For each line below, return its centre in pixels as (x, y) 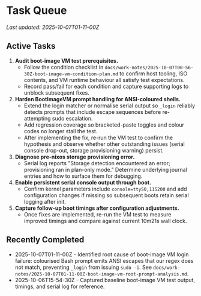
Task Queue (37, 11)
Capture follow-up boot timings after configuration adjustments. (97, 208)
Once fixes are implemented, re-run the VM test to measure (97, 214)
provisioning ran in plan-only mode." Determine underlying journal (106, 169)
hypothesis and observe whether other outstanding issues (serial (104, 144)
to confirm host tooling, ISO (154, 74)
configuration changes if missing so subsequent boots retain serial (106, 195)
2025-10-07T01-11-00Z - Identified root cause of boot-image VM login (102, 254)
